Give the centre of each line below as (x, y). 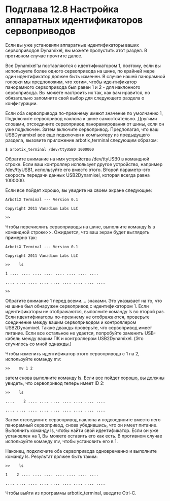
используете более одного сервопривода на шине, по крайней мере (80, 71)
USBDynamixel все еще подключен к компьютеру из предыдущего (78, 135)
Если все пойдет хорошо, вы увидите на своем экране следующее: (79, 190)
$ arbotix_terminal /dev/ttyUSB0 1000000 (50, 149)
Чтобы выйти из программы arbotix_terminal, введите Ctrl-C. (71, 493)
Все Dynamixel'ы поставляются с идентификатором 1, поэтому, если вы (83, 65)
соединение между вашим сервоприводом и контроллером (71, 322)
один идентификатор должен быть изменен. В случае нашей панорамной (85, 76)
